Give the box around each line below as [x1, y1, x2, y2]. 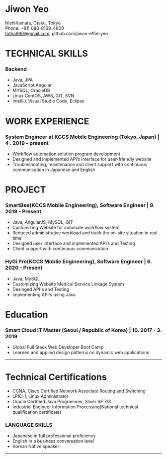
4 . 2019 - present [5, 139, 49, 146]
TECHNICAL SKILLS [5, 48, 88, 59]
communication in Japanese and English [12, 167, 95, 173]
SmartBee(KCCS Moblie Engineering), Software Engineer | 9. [5, 202, 155, 209]
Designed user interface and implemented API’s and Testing [12, 240, 135, 247]
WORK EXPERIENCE [5, 115, 89, 127]
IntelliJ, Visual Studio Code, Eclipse [12, 98, 84, 104]
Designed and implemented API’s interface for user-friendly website [12, 156, 152, 162]
